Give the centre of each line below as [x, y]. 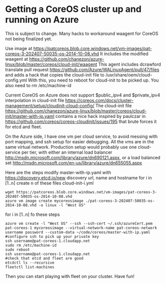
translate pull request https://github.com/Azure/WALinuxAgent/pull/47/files [82, 69]
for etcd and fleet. [24, 127]
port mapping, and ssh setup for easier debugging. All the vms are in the [80, 142]
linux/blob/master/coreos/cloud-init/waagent [51, 64]
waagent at [17, 59]
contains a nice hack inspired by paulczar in [101, 116]
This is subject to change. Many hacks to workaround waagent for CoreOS [82, 33]
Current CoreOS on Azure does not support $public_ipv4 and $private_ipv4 [83, 95]
